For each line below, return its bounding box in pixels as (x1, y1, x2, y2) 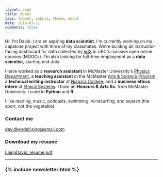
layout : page (5, 7, 32, 12)
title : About (5, 12, 32, 16)
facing (5, 49, 18, 55)
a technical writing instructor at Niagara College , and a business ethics (5, 78, 150, 85)
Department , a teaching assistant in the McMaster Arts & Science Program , (5, 74, 157, 79)
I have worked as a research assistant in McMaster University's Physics (5, 68, 150, 74)
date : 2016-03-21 (5, 20, 40, 26)
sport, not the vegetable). (5, 103, 56, 109)
